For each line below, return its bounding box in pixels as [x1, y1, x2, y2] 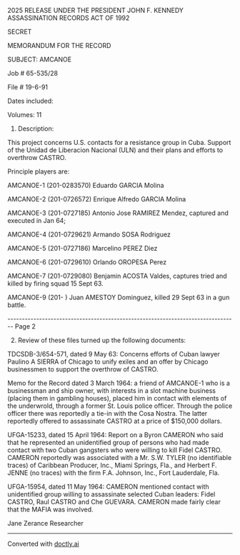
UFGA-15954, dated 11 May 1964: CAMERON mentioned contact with [7, 482, 209, 491]
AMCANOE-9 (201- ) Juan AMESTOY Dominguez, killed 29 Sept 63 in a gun [7, 293, 230, 301]
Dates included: [7, 96, 54, 105]
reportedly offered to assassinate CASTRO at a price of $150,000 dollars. [7, 417, 223, 425]
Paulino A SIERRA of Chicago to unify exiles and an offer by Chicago [7, 357, 209, 366]
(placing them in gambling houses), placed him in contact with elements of [7, 394, 227, 402]
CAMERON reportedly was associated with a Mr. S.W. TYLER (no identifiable [7, 454, 232, 461]
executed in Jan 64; [7, 216, 66, 224]
